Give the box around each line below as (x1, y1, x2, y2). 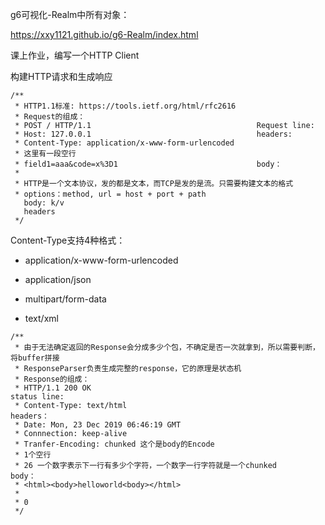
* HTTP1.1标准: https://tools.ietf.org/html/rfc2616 (14, 101, 237, 111)
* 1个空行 (14, 450, 52, 460)
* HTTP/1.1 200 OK (14, 383, 92, 393)
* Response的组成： (14, 374, 90, 384)
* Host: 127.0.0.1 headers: (14, 129, 293, 139)
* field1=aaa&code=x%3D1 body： (14, 159, 283, 169)
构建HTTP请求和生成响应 (10, 71, 113, 82)
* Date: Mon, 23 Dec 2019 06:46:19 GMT (14, 420, 182, 430)
